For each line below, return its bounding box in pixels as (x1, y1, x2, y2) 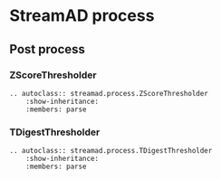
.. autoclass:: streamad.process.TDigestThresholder (9, 147, 213, 156)
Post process (9, 42, 86, 57)
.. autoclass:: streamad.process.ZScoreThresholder (9, 89, 208, 98)
